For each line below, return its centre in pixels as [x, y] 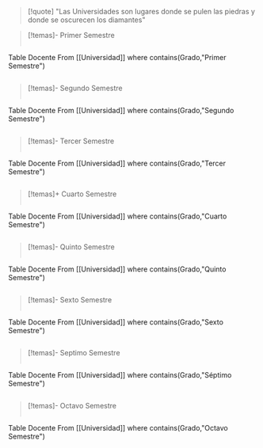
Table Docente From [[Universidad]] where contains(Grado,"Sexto [116, 322]
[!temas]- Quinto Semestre [71, 247]
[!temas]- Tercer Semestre [71, 141]
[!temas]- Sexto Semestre [70, 300]
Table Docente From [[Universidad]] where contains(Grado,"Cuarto [118, 216]
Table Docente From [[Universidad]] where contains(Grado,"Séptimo [120, 375]
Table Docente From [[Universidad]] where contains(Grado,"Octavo [118, 428]
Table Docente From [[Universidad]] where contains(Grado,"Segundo [121, 110]
